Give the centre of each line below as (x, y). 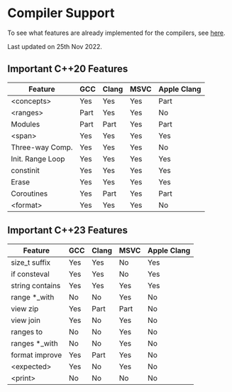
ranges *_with (34, 343)
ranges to (27, 332)
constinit (26, 170)
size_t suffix (31, 263)
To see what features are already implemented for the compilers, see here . (116, 33)
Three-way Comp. (42, 147)
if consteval (30, 274)
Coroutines (29, 194)
